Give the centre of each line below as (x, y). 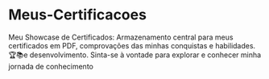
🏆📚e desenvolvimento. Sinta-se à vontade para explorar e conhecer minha (135, 55)
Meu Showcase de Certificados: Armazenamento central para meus (121, 37)
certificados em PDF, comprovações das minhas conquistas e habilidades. (132, 45)
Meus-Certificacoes (78, 15)
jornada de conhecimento (51, 66)
